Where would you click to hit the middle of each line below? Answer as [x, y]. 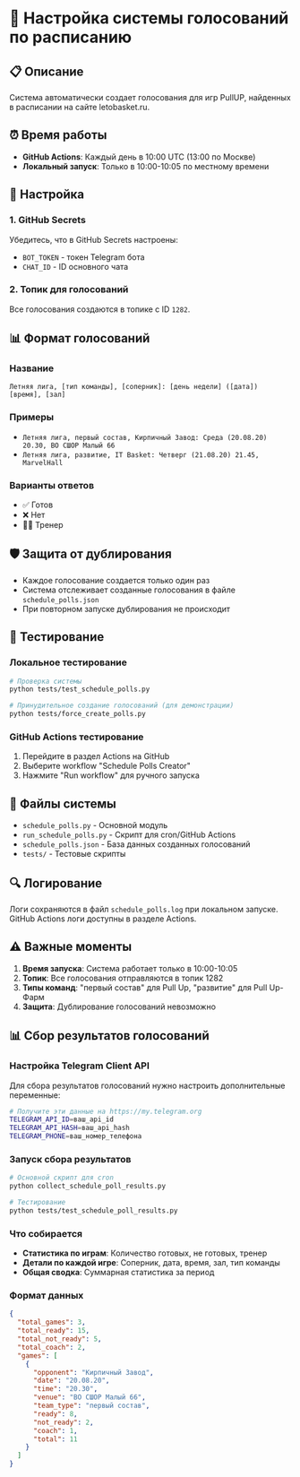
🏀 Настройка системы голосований [149, 18]
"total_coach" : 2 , [52, 1347]
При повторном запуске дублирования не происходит [126, 609]
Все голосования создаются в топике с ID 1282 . [100, 309]
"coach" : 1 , [55, 1430]
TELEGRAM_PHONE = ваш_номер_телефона [76, 1136]
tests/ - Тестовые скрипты [74, 854]
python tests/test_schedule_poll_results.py [94, 1210]
